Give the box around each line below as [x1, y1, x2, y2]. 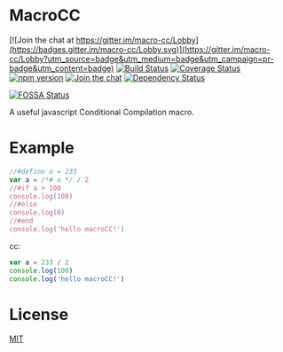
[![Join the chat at [9, 35, 75, 45]
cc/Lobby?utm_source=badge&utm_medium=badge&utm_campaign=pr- [9, 53, 274, 64]
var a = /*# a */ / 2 [9, 175, 90, 184]
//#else [9, 200, 38, 209]
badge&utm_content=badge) [9, 63, 114, 74]
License [9, 304, 69, 325]
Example [9, 138, 75, 158]
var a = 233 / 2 [9, 258, 69, 267]
